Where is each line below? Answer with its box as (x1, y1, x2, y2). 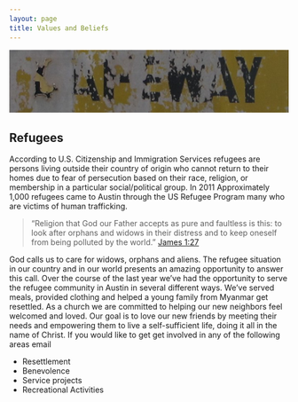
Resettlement (21, 356, 71, 367)
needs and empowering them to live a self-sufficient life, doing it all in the (9, 319, 278, 330)
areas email (9, 338, 51, 350)
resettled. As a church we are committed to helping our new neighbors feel (9, 301, 283, 311)
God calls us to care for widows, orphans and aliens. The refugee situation (9, 254, 282, 264)
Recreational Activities (21, 384, 105, 395)
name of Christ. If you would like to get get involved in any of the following (9, 329, 281, 340)
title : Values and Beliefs (9, 23, 109, 33)
